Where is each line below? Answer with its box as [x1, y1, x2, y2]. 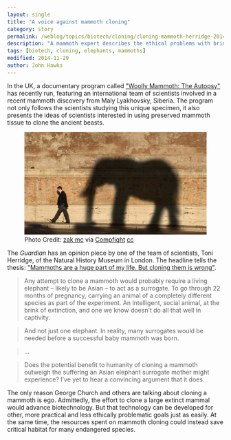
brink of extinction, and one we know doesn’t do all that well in [23, 306, 201, 315]
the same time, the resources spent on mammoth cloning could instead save [7, 418, 223, 426]
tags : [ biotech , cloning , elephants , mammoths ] [7, 48, 146, 54]
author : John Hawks [7, 62, 63, 69]
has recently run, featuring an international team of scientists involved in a [7, 89, 217, 97]
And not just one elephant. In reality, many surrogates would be [23, 327, 204, 335]
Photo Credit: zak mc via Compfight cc [24, 235, 134, 244]
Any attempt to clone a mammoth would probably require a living [23, 277, 208, 285]
